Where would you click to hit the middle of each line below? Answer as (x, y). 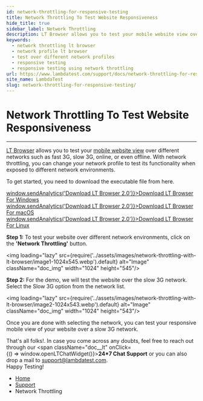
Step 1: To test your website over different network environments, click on (98, 237)
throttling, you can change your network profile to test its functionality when (101, 163)
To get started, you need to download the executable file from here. (90, 181)
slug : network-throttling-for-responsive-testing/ (71, 85)
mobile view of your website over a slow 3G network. (72, 329)
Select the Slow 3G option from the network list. (66, 286)
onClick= (120, 347)
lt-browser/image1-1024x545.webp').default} (62, 262)
